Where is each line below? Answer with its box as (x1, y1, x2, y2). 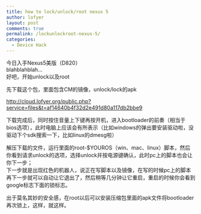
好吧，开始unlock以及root (6, 73, 70, 80)
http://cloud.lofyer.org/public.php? (6, 97, 91, 105)
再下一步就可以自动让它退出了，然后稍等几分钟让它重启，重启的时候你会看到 (6, 174, 196, 181)
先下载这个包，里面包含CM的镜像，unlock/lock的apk (6, 85, 137, 93)
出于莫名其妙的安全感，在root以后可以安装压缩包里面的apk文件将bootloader (6, 194, 194, 201)
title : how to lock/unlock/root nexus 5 (6, 8, 109, 15)
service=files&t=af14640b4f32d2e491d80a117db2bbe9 (6, 104, 143, 111)
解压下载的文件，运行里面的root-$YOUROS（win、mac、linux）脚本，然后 (6, 144, 191, 151)
